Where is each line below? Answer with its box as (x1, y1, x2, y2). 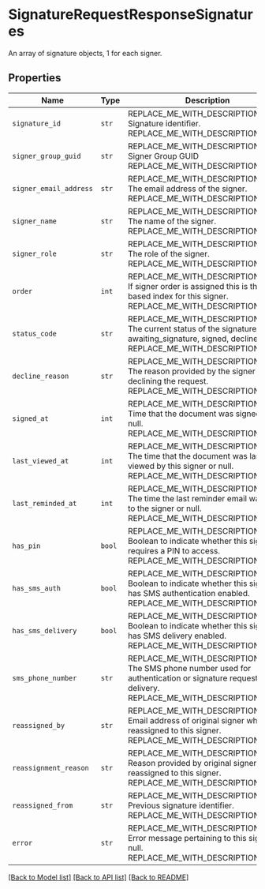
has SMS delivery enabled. (127, 630, 227, 641)
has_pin (12, 541, 41, 550)
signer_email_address (12, 184, 93, 193)
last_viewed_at (12, 456, 69, 465)
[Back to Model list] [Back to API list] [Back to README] (8, 872, 189, 882)
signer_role (12, 249, 58, 258)
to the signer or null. (127, 503, 203, 514)
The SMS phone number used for (127, 662, 252, 673)
